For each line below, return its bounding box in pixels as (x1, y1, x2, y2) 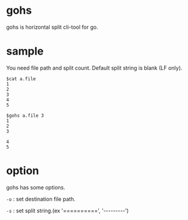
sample (6, 44, 44, 58)
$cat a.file (6, 76, 36, 82)
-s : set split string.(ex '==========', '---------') (6, 207, 129, 214)
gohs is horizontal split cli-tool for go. (6, 23, 99, 31)
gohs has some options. (6, 183, 66, 191)
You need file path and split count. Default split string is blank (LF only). (6, 64, 183, 71)
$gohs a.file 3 (6, 112, 44, 119)
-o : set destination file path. (6, 195, 76, 203)
